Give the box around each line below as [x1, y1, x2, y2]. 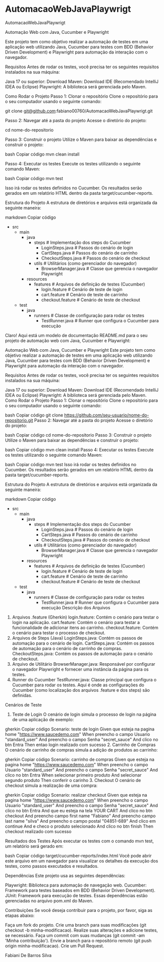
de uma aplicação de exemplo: [12, 716, 74, 722]
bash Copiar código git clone [5, 412, 63, 418]
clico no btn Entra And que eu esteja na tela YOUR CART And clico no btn [5, 807, 153, 813]
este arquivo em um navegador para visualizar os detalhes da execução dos [5, 858, 159, 864]
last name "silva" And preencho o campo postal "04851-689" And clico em [5, 818, 156, 824]
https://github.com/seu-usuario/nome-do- [64, 412, 149, 418]
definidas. [12, 692, 33, 698]
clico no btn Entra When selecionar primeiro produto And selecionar [5, 772, 142, 778]
